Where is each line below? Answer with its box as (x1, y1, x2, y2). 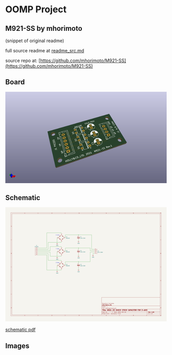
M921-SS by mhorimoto (5, 24, 83, 33)
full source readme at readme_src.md (5, 48, 84, 53)
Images (5, 341, 30, 350)
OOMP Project (5, 4, 67, 15)
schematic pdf (5, 327, 36, 333)
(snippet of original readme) (5, 37, 64, 44)
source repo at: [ (5, 57, 40, 64)
